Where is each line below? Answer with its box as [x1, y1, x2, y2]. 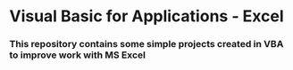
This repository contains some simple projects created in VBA [9, 38, 284, 51]
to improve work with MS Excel [9, 49, 146, 61]
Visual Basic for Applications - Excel [9, 6, 284, 27]
